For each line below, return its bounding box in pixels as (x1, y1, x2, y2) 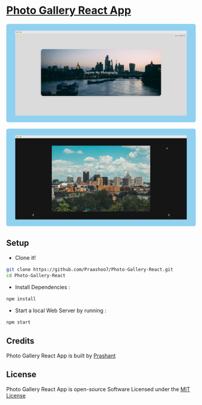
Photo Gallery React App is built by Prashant (6, 352, 116, 359)
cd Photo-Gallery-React (6, 272, 66, 279)
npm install (6, 296, 36, 302)
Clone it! (14, 254, 36, 261)
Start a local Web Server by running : (14, 307, 106, 314)
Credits (6, 336, 35, 347)
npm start (6, 319, 31, 325)
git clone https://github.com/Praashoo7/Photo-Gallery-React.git (6, 266, 173, 272)
